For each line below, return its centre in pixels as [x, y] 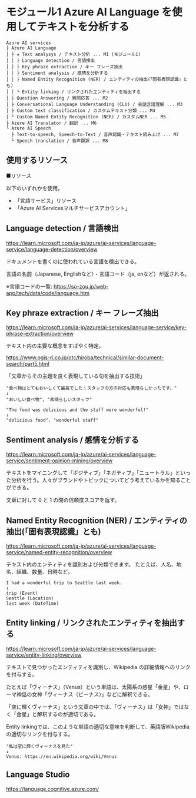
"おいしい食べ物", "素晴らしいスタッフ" [49, 400]
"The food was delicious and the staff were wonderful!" [77, 410]
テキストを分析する [83, 27]
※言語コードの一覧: [29, 286]
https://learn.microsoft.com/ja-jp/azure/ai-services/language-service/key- [97, 327]
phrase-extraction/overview [40, 334]
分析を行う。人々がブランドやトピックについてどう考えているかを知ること [101, 480]
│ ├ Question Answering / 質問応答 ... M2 [57, 98]
